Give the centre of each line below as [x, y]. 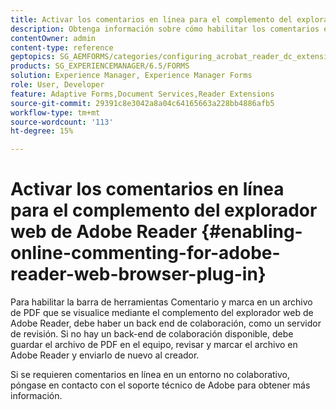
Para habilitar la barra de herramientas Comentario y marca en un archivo [161, 302]
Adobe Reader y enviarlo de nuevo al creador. [105, 355]
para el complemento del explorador [164, 210]
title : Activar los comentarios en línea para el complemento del [151, 19]
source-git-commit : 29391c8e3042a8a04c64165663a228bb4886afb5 [142, 103]
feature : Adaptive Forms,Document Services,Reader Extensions [142, 94]
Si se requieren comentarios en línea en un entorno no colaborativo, [150, 375]
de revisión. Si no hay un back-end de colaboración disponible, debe [152, 334]
